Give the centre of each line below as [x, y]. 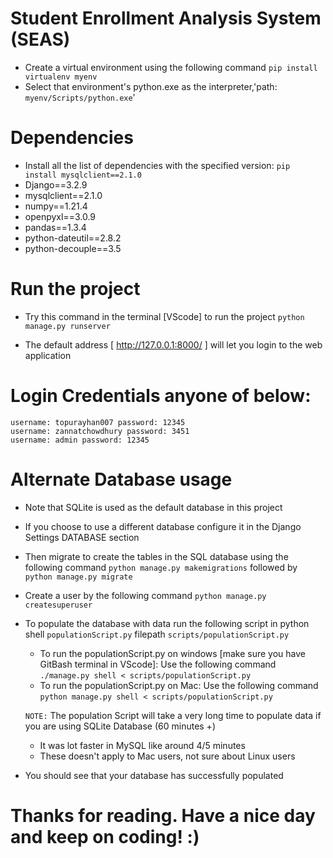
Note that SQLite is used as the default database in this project [153, 507]
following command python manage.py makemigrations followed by [161, 567]
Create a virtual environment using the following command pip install [171, 67]
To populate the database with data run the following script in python [167, 623]
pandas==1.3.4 [55, 227]
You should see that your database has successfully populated [154, 775]
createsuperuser [58, 605]
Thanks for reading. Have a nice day [163, 815]
